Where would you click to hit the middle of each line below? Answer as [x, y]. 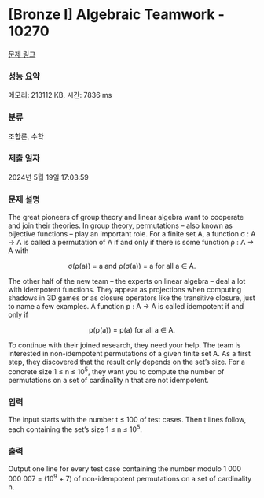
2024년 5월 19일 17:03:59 [48, 177]
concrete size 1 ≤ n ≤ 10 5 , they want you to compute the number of [116, 371]
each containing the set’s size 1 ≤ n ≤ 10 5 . [75, 429]
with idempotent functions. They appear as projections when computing [125, 290]
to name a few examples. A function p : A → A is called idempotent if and [126, 307]
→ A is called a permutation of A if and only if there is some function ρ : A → [131, 243]
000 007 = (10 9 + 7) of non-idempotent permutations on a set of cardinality [130, 478]
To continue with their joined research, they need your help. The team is [125, 345]
